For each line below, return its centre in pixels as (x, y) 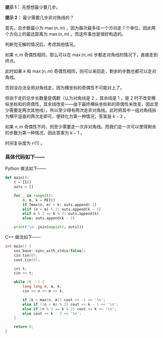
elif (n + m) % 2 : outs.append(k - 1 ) (62, 209)
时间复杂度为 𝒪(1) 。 (25, 143)
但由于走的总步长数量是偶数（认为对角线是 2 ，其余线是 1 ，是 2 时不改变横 (80, 98)
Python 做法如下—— (26, 169)
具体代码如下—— (25, 157)
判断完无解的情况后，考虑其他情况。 (41, 44)
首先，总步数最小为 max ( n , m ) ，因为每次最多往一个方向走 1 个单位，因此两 (80, 28)
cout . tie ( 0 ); (27, 260)
